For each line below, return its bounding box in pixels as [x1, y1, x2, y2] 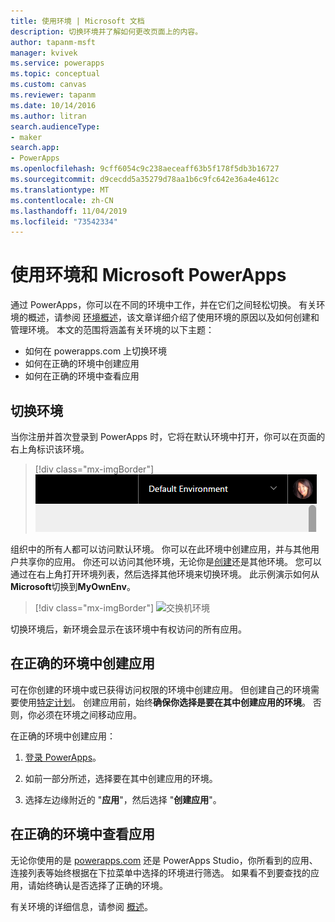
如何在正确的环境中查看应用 [24, 370, 140, 382]
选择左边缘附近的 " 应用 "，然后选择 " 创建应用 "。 [24, 793, 222, 805]
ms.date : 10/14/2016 [10, 100, 97, 110]
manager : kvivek [10, 48, 78, 58]
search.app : [10, 143, 60, 153]
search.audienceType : [10, 121, 101, 132]
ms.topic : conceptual [10, 69, 101, 79]
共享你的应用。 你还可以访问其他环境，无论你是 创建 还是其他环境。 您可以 [18, 556, 322, 567]
